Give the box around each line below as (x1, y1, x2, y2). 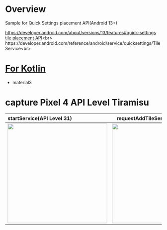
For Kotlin (5, 63, 46, 74)
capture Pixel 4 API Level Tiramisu (5, 97, 149, 108)
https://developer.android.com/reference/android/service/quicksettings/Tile (5, 40, 161, 46)
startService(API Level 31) (7, 115, 72, 121)
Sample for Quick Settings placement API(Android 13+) (5, 20, 118, 26)
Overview (5, 3, 46, 15)
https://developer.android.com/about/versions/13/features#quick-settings (5, 29, 156, 35)
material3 (12, 79, 32, 85)
